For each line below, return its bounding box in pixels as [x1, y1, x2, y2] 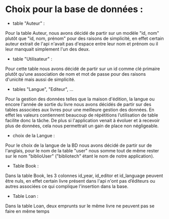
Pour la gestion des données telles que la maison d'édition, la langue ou [5, 96, 155, 102]
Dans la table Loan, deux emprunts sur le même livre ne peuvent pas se [5, 203, 155, 209]
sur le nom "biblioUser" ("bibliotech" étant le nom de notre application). [5, 153, 154, 159]
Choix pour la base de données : [5, 4, 143, 15]
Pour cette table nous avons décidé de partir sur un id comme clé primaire [5, 66, 160, 72]
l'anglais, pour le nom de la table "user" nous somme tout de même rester [5, 147, 159, 153]
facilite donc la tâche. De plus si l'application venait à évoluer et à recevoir [5, 117, 160, 123]
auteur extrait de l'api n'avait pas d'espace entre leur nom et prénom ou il [5, 40, 158, 46]
